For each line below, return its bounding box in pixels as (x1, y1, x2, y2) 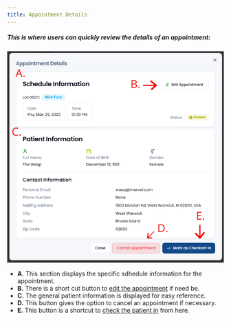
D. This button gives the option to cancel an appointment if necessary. (16, 298, 217, 307)
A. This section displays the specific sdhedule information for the (16, 269, 203, 278)
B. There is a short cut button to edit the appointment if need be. (16, 284, 200, 292)
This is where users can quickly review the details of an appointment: (7, 33, 211, 41)
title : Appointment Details (7, 11, 88, 18)
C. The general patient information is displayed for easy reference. (16, 291, 206, 300)
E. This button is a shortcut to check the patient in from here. (16, 306, 190, 314)
